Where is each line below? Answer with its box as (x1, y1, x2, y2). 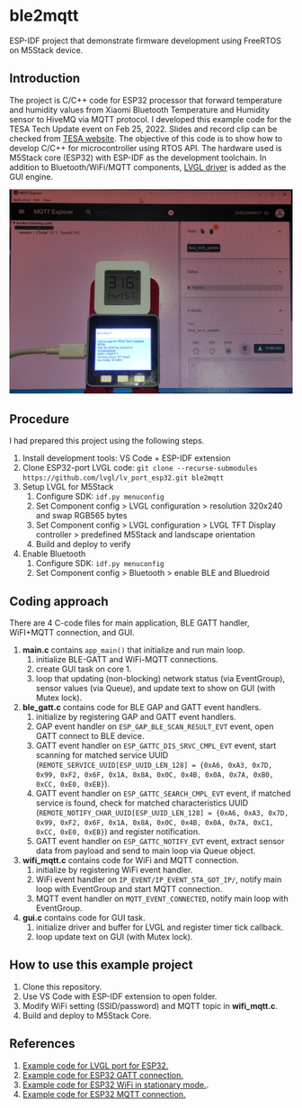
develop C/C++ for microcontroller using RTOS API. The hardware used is (9, 142, 282, 153)
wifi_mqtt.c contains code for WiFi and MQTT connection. (22, 855, 240, 866)
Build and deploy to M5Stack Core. (22, 1010, 152, 1021)
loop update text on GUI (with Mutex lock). (35, 932, 193, 942)
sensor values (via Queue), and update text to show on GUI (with (35, 683, 276, 694)
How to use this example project (9, 958, 193, 973)
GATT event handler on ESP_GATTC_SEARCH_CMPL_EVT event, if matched (35, 788, 291, 799)
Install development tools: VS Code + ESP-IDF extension (22, 453, 231, 464)
